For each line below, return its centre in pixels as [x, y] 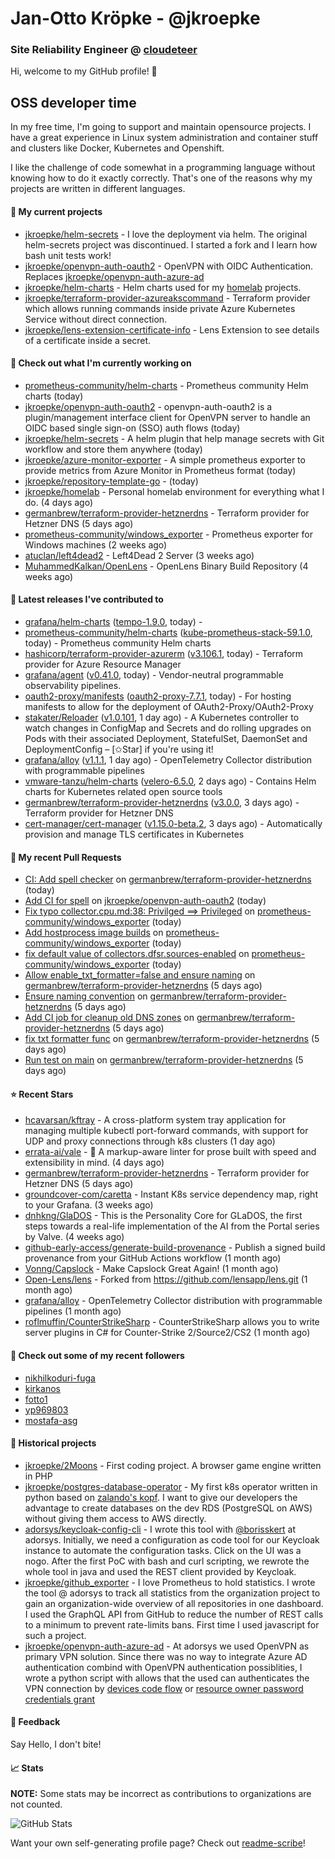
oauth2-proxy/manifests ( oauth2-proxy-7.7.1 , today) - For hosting [158, 696]
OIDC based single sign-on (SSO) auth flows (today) [132, 428]
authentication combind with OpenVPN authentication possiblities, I [163, 1667]
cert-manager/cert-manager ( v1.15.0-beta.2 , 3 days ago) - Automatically [173, 823]
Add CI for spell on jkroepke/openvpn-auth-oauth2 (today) [145, 901]
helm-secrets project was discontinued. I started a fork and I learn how [171, 244]
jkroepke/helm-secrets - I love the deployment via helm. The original [166, 234]
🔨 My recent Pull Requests [66, 857]
